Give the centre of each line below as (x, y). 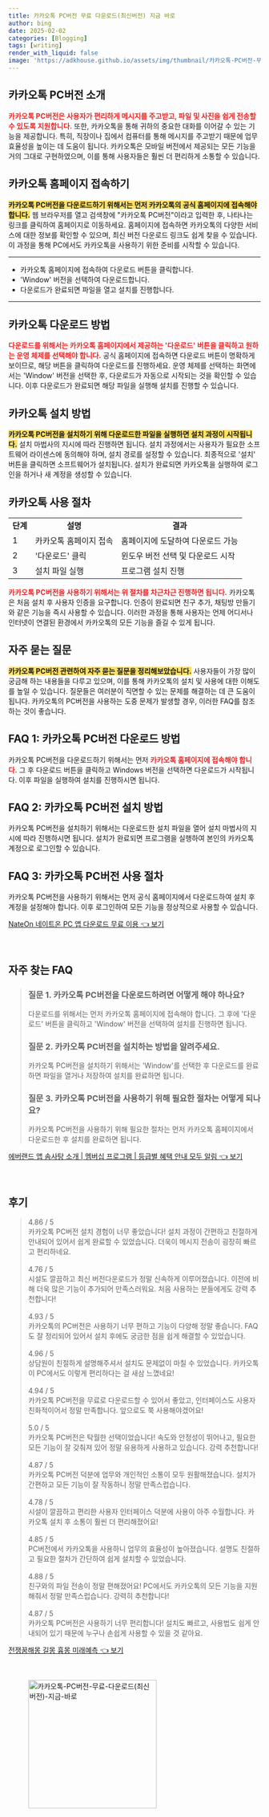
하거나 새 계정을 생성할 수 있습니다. (77, 475)
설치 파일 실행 (59, 571)
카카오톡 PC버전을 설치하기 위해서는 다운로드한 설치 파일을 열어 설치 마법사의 (128, 829)
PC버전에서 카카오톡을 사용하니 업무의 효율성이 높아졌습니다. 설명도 (133, 1549)
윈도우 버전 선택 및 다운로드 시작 (178, 556)
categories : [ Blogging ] (48, 38)
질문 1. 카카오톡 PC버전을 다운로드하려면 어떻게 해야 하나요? (136, 995)
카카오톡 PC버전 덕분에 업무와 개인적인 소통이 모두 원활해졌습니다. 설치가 (142, 1475)
